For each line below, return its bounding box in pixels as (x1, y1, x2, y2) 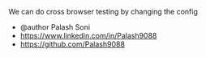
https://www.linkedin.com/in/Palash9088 (19, 31, 157, 40)
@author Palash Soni (19, 22, 91, 31)
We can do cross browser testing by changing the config (8, 7, 199, 16)
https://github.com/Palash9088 (19, 39, 126, 49)
